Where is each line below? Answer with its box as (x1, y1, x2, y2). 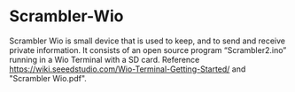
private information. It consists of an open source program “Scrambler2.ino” (9, 44, 287, 55)
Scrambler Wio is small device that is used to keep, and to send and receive (9, 35, 286, 46)
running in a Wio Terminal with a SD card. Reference (9, 54, 200, 65)
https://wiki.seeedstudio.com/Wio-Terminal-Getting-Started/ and (9, 64, 246, 74)
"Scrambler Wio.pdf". (9, 73, 87, 83)
